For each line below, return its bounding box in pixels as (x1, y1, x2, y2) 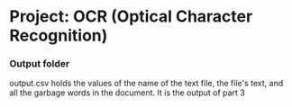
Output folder (9, 58, 70, 70)
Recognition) (9, 25, 108, 46)
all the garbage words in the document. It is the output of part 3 (9, 87, 245, 98)
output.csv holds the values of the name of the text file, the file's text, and (9, 78, 284, 89)
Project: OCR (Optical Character (9, 6, 253, 27)
